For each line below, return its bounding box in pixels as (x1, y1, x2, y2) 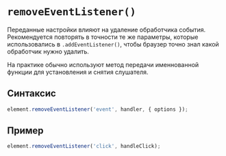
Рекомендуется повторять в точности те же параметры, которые (7, 33, 199, 41)
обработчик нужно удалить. (7, 47, 89, 55)
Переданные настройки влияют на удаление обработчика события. (7, 25, 206, 34)
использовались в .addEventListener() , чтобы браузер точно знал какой (7, 40, 219, 48)
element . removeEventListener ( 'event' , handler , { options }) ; (7, 105, 188, 113)
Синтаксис (7, 88, 56, 99)
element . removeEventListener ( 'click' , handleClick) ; (7, 143, 161, 150)
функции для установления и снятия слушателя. (7, 68, 149, 76)
